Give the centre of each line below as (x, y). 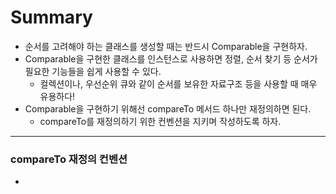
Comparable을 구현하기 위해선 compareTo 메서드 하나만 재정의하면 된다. (168, 108)
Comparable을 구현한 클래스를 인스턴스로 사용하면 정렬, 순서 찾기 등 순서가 (171, 58)
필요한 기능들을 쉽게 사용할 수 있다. (93, 71)
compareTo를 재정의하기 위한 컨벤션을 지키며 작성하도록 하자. (160, 121)
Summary (51, 17)
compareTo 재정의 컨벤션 (69, 159)
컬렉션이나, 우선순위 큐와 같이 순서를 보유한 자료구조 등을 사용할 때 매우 (178, 83)
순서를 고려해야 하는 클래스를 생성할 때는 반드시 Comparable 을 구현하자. (166, 46)
